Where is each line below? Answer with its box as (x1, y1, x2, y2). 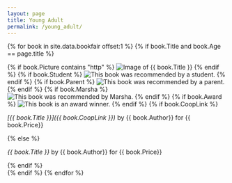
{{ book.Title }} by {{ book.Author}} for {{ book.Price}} (7, 148, 162, 157)
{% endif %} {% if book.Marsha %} (7, 85, 109, 94)
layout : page (7, 10, 45, 17)
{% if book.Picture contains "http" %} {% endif (7, 63, 219, 72)
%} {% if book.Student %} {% (7, 70, 226, 79)
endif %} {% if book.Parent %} (7, 78, 95, 86)
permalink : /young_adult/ (7, 23, 82, 30)
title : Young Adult (7, 17, 64, 24)
